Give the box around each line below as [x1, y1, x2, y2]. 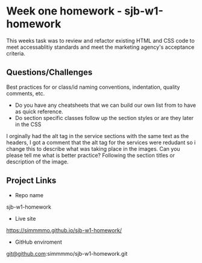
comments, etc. [6, 89, 45, 97]
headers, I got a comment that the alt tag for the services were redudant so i [6, 139, 196, 146]
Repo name [14, 191, 44, 198]
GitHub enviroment [14, 238, 62, 246]
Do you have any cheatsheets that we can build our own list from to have [14, 101, 196, 109]
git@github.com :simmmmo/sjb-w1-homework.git [6, 250, 128, 257]
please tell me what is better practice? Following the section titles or [6, 151, 175, 159]
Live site [14, 215, 36, 222]
